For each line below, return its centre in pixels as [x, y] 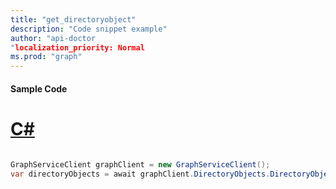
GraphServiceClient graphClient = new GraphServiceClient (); [140, 164]
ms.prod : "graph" [46, 57]
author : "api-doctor [53, 38]
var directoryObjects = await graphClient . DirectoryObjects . [140, 174]
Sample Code [39, 88]
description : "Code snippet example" [89, 29]
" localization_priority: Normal [77, 47]
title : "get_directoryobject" [73, 19]
